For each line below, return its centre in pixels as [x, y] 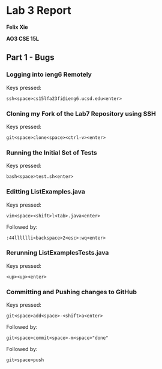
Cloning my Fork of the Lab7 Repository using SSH [81, 113]
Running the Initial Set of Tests [52, 152]
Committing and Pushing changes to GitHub [71, 292]
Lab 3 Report [39, 10]
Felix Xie [17, 27]
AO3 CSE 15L [23, 38]
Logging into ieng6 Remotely [49, 74]
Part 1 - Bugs [30, 58]
